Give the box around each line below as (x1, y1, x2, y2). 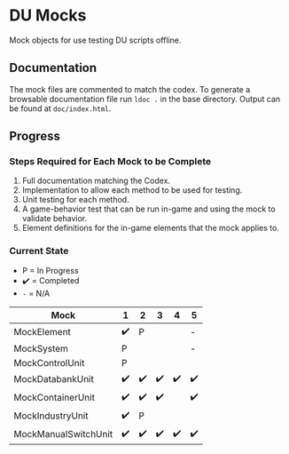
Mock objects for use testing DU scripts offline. (9, 35, 182, 45)
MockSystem (13, 342, 69, 354)
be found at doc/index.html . (9, 103, 112, 114)
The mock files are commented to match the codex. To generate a (9, 84, 251, 94)
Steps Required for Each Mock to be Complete (9, 155, 211, 168)
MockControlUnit (13, 356, 85, 369)
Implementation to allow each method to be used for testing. (21, 185, 243, 195)
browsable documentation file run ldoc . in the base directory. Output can (9, 93, 281, 104)
